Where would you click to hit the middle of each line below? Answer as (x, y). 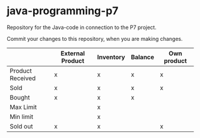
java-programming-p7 (63, 11)
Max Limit (23, 107)
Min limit (21, 117)
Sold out (21, 126)
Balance (143, 57)
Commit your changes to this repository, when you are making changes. (95, 38)
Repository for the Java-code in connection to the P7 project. (82, 27)
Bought (20, 97)
